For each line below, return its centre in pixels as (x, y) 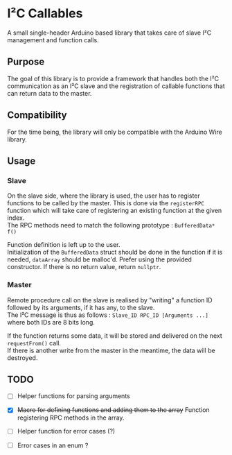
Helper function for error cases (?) (66, 431)
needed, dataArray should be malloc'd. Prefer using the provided (100, 259)
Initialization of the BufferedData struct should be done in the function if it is (115, 252)
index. (16, 218)
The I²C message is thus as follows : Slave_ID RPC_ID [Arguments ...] (108, 315)
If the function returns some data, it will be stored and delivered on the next (115, 336)
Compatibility (37, 115)
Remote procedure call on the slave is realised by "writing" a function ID (110, 300)
